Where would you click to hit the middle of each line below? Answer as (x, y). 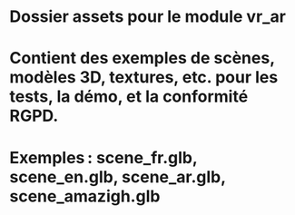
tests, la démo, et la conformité (129, 97)
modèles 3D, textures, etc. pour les (144, 78)
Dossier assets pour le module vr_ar (147, 17)
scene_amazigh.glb (85, 196)
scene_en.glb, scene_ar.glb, (118, 176)
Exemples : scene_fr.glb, (103, 157)
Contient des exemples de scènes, (142, 59)
